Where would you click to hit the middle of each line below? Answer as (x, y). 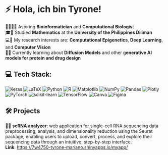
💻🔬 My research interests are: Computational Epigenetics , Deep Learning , (84, 40)
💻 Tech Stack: (29, 74)
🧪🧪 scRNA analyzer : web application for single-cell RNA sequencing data (82, 126)
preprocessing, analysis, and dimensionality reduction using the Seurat (79, 131)
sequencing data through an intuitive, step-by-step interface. (69, 142)
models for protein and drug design (43, 58)
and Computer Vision (28, 47)
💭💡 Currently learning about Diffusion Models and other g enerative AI (79, 53)
